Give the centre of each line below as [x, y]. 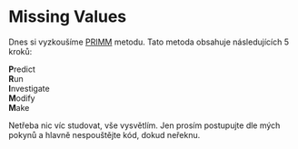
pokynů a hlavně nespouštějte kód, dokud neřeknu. [104, 134]
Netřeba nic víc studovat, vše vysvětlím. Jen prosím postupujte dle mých [144, 125]
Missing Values [68, 17]
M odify [22, 98]
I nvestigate [30, 88]
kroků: [20, 51]
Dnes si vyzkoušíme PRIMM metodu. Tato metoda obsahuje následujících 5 [149, 42]
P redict [22, 69]
